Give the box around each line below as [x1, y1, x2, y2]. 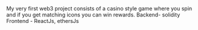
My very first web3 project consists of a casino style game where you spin [6, 5, 193, 12]
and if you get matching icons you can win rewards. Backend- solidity [6, 11, 180, 18]
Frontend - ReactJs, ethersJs [6, 18, 79, 24]
